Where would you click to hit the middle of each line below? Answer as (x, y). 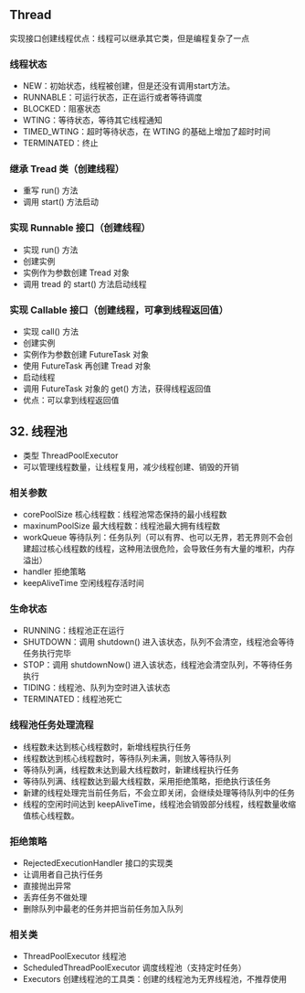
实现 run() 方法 (50, 250)
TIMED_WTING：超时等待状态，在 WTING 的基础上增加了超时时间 (147, 132)
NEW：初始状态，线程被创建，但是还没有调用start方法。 (129, 86)
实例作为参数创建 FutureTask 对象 (85, 354)
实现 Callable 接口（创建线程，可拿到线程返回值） (119, 310)
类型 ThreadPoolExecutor (70, 455)
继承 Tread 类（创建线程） (67, 169)
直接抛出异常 (47, 886)
